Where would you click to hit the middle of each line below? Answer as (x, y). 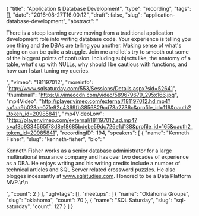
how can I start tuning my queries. (48, 71)
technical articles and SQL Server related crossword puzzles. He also (91, 170)
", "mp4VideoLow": (81, 114)
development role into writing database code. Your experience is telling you (99, 39)
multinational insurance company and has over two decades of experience (97, 157)
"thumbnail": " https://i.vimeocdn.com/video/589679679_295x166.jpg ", (92, 95)
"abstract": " (83, 21)
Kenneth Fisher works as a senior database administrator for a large (89, 151)
